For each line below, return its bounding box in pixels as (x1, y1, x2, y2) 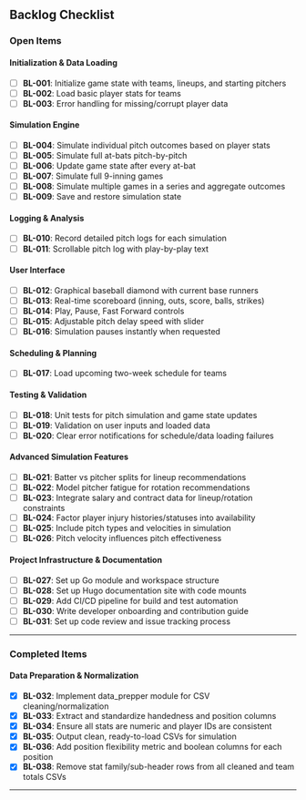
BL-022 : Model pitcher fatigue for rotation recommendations (22, 482, 250, 493)
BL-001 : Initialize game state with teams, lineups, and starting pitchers (22, 77, 287, 88)
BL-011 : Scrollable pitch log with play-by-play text (22, 243, 209, 254)
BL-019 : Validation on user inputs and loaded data (22, 419, 211, 431)
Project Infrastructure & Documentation (9, 554, 162, 565)
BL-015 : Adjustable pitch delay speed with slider (22, 316, 205, 326)
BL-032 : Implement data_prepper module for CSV (22, 691, 210, 701)
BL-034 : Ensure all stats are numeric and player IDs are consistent (22, 721, 272, 732)
